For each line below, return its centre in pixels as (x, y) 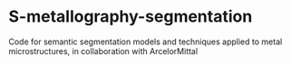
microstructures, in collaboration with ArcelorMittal (103, 51)
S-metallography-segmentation (131, 17)
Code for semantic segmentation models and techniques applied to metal (145, 42)
